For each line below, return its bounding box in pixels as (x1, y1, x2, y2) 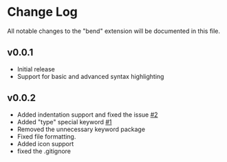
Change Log (7, 4, 78, 20)
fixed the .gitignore (17, 147, 71, 155)
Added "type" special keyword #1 (17, 117, 112, 126)
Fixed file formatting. (17, 132, 76, 141)
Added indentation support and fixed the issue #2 (17, 111, 158, 119)
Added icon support (17, 139, 74, 148)
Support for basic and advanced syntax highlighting (17, 72, 164, 80)
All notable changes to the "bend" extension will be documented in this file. (7, 27, 221, 35)
